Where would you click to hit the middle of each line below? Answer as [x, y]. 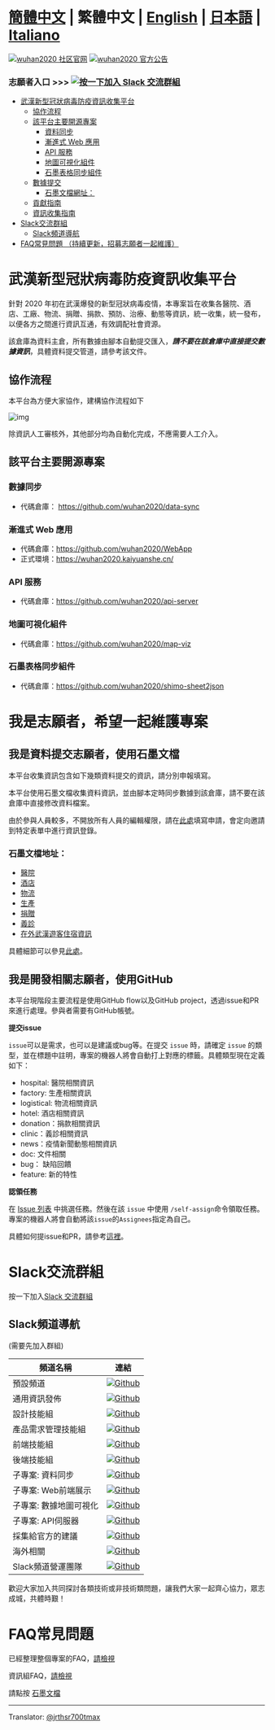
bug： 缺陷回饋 [46, 1164]
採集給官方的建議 [46, 1536]
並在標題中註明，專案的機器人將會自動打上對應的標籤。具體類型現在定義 [144, 1055]
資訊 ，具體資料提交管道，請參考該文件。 [83, 352]
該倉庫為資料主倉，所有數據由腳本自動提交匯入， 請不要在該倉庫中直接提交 [133, 341]
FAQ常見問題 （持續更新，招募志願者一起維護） [99, 244]
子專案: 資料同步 [44, 1474]
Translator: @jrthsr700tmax [55, 1717]
